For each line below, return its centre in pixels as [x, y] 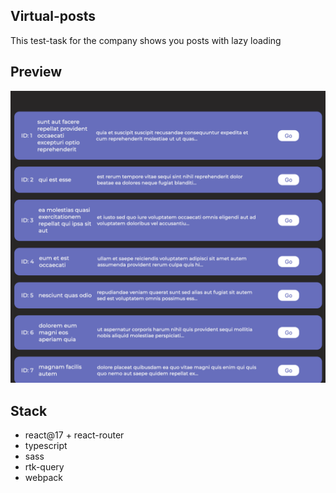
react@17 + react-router [74, 435]
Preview [36, 72]
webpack [43, 478]
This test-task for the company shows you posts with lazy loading [146, 40]
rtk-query [44, 467]
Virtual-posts [53, 16]
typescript [46, 446]
